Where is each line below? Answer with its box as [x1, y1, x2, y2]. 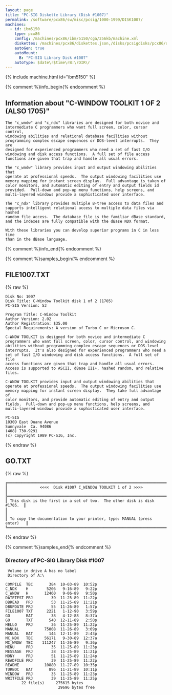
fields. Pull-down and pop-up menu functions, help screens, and [5, 402, 150, 407]
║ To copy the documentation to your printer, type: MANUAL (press [5, 516, 153, 521]
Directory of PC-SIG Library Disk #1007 [5, 557, 104, 564]
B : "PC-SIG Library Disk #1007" [18, 55, 88, 60]
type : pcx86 [14, 31, 40, 36]
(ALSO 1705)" [5, 107, 50, 115]
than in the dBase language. [5, 237, 68, 242]
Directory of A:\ [7, 573, 45, 578]
